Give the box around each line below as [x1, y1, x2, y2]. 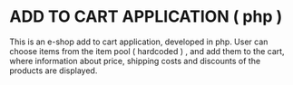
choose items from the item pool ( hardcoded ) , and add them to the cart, [9, 45, 285, 56]
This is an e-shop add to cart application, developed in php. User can [9, 36, 269, 47]
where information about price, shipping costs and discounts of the [9, 55, 261, 66]
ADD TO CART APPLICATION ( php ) [9, 6, 283, 27]
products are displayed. [9, 65, 98, 76]
